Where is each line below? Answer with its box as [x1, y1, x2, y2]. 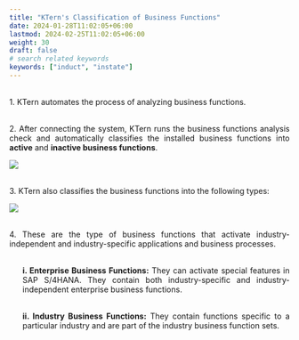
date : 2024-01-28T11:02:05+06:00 [9, 21, 133, 30]
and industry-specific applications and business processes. [57, 238, 277, 249]
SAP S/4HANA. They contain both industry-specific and [21, 274, 251, 285]
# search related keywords [9, 54, 109, 63]
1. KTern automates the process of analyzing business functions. [9, 96, 246, 107]
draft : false [9, 46, 58, 55]
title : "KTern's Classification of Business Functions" [9, 12, 221, 22]
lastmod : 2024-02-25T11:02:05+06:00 [9, 29, 145, 38]
